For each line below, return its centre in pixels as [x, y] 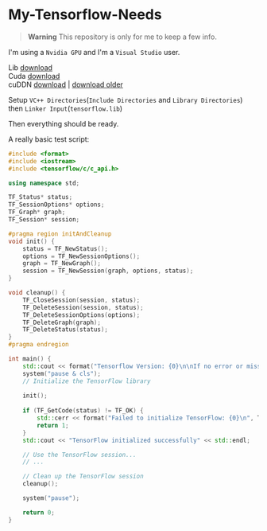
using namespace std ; [44, 183]
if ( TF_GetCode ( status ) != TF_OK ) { [83, 411]
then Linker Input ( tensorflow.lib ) [66, 108]
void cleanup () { [37, 293]
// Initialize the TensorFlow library [87, 381]
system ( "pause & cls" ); [62, 373]
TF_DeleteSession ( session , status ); [83, 307]
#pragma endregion [39, 345]
